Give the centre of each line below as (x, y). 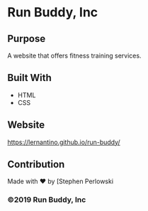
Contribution (36, 164)
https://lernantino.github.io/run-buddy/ (64, 142)
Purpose (27, 39)
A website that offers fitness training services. (74, 55)
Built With (29, 78)
